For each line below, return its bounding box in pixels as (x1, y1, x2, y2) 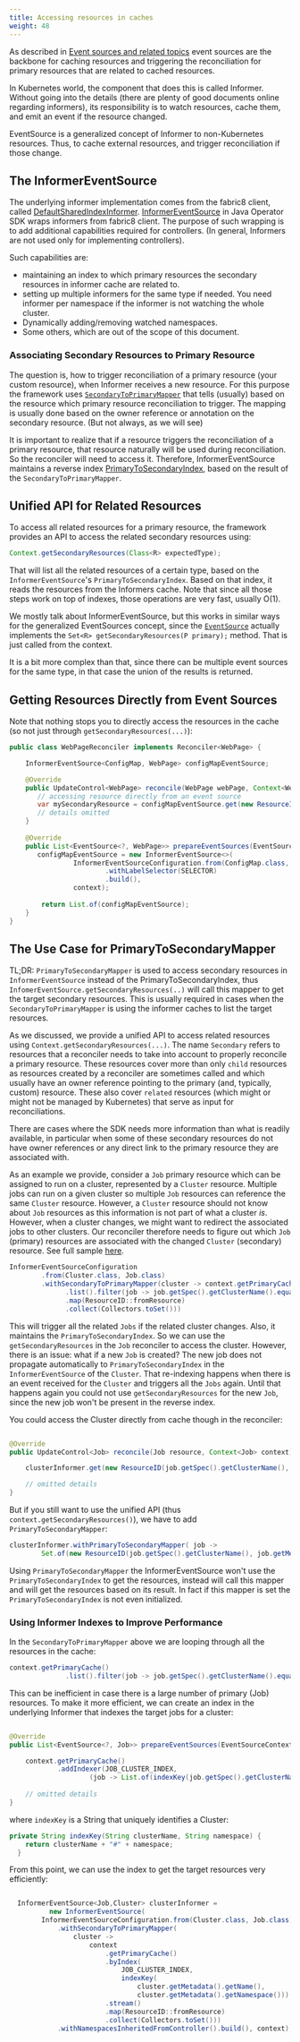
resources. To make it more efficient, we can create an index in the (9, 1697, 254, 1708)
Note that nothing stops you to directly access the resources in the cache (9, 716, 279, 727)
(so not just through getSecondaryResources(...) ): (9, 726, 194, 737)
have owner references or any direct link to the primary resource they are (9, 1142, 279, 1153)
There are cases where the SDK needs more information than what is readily (9, 1124, 290, 1134)
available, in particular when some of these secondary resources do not (9, 1133, 274, 1144)
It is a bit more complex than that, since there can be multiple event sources (9, 657, 288, 668)
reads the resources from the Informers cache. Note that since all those (9, 584, 272, 595)
